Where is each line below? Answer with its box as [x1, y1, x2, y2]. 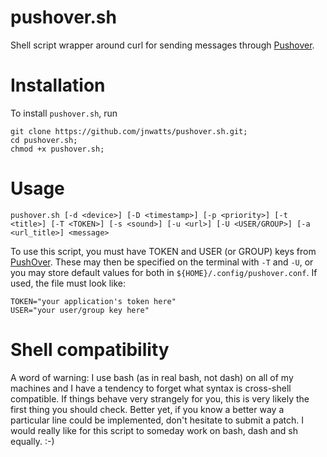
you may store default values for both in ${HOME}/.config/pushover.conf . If [10, 266, 318, 278]
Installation [10, 74, 106, 97]
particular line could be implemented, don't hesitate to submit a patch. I [10, 414, 305, 426]
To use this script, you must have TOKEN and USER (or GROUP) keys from [10, 245, 317, 257]
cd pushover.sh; [10, 135, 78, 145]
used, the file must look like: [10, 277, 126, 289]
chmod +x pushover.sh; [10, 144, 105, 154]
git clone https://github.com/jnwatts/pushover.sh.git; [10, 126, 248, 136]
